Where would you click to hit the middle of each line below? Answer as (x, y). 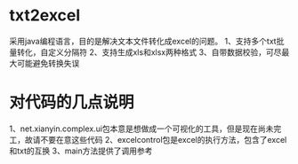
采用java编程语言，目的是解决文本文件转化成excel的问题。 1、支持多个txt (143, 41)
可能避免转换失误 (48, 63)
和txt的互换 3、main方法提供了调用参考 (81, 151)
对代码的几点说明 (72, 102)
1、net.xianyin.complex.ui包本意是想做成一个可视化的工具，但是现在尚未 (141, 129)
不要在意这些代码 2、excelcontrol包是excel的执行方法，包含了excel (163, 139)
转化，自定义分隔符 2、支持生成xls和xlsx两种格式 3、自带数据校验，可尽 (149, 52)
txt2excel (45, 16)
